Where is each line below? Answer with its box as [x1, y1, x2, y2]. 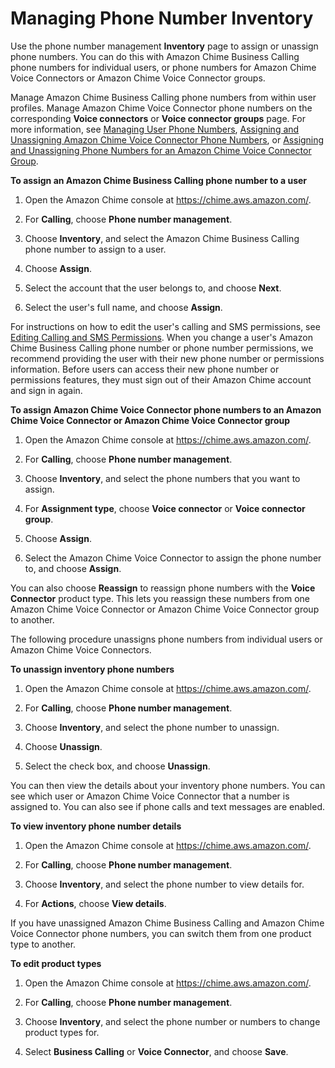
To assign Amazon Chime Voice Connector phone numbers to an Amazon [10, 403, 322, 416]
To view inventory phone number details [10, 820, 182, 832]
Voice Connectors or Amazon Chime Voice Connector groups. [10, 72, 266, 84]
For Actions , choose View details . [24, 897, 167, 909]
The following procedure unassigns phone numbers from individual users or [10, 633, 323, 645]
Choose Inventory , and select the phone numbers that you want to [24, 472, 301, 484]
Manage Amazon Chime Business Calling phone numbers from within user [10, 91, 317, 103]
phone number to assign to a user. [24, 243, 167, 255]
